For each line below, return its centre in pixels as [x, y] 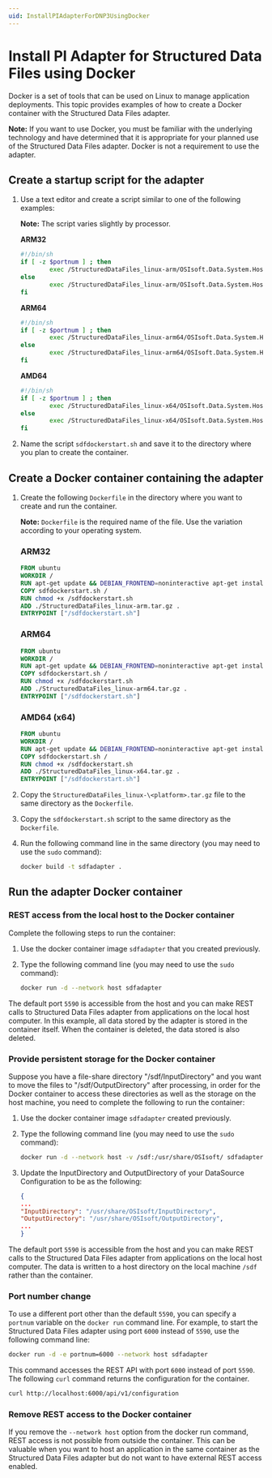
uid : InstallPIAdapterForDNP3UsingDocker [79, 16]
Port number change [50, 1296]
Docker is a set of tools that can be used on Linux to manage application [129, 96]
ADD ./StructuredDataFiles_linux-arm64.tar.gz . [104, 689]
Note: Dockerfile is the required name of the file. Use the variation [131, 522]
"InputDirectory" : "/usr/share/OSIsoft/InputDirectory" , [118, 1211]
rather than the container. [51, 1275]
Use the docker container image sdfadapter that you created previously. [140, 948]
